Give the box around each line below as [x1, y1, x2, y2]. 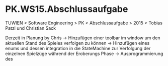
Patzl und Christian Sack [5, 25, 56, 31]
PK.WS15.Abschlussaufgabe [5, 3, 128, 15]
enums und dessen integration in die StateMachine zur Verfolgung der [5, 45, 151, 51]
